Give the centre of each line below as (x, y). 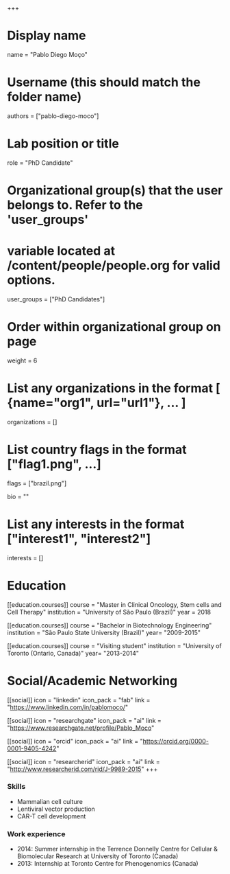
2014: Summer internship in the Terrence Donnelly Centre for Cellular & (117, 849)
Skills (16, 787)
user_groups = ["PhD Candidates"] (56, 299)
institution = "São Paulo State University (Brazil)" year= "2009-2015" (104, 632)
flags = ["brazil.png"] (37, 483)
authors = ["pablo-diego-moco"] (53, 116)
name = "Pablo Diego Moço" (47, 54)
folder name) (44, 97)
